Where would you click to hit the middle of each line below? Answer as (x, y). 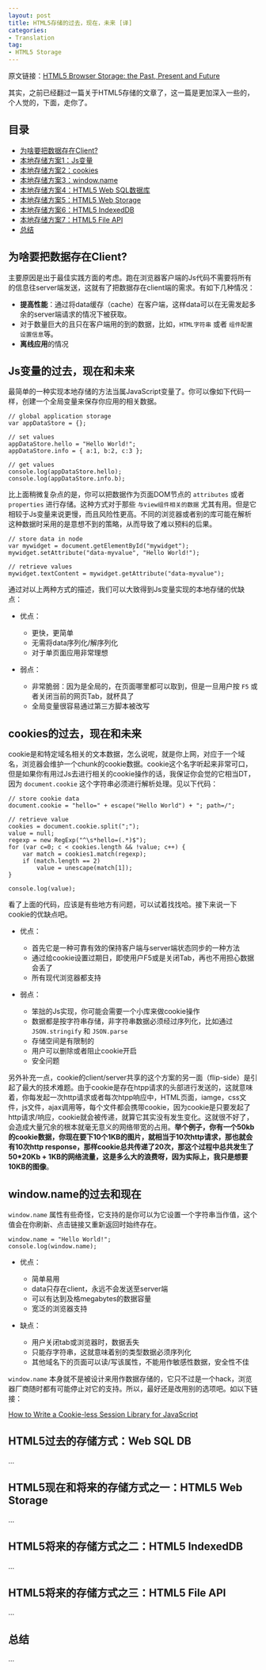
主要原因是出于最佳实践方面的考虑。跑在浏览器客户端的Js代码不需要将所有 (130, 277)
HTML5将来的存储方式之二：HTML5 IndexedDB (126, 1547)
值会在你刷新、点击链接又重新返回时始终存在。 (84, 1224)
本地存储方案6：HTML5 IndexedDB (77, 210)
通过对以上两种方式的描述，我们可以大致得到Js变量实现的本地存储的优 (123, 590)
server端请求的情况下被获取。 (82, 314)
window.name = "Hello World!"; (60, 1239)
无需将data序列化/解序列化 (75, 643)
